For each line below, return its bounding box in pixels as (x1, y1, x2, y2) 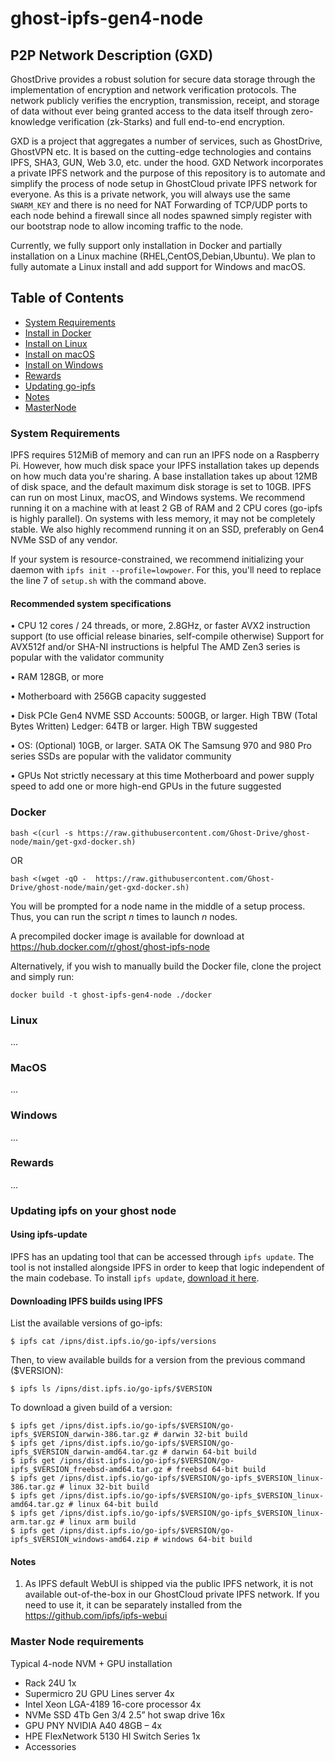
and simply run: (10, 970, 75, 982)
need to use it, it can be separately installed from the (24, 1599, 243, 1611)
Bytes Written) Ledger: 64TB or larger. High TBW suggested (10, 720, 258, 732)
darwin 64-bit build (171, 1447, 257, 1457)
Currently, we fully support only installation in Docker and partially (10, 240, 283, 251)
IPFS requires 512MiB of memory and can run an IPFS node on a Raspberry (10, 449, 320, 461)
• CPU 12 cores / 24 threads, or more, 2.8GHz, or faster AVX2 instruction (10, 620, 311, 632)
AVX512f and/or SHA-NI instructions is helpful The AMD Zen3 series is (10, 641, 301, 653)
